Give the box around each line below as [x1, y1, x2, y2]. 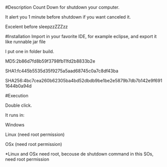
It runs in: [5, 112, 25, 118]
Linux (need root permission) [5, 131, 65, 137]
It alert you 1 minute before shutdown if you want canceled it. [5, 14, 131, 20]
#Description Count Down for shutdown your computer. [5, 5, 120, 10]
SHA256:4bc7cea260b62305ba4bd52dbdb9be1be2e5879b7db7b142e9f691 [5, 78, 162, 83]
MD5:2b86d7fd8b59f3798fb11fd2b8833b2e [5, 58, 95, 64]
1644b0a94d [5, 83, 32, 89]
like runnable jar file [5, 39, 46, 45]
